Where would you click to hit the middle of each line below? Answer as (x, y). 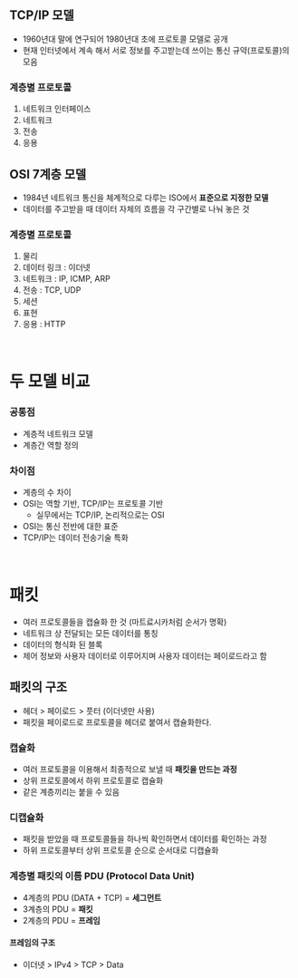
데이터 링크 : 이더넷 (56, 267)
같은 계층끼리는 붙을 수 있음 (71, 792)
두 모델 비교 (50, 382)
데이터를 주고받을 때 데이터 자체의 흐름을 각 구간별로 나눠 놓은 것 (136, 208)
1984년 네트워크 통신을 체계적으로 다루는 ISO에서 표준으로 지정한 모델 (145, 198)
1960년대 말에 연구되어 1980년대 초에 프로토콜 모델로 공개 (125, 39)
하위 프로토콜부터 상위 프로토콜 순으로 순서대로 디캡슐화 (120, 850)
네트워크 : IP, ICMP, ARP (66, 279)
